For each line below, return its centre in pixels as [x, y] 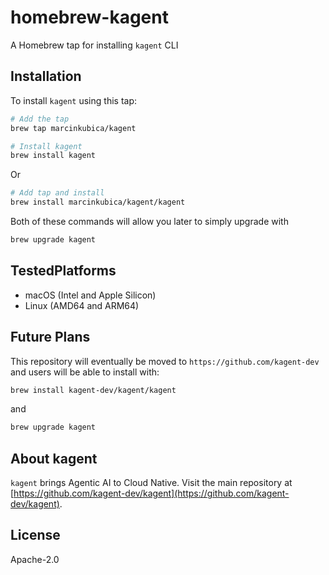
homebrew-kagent [89, 17]
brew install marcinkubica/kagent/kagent [98, 202]
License [35, 535]
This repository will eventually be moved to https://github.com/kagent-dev [165, 361]
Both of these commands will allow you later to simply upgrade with [149, 221]
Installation [46, 76]
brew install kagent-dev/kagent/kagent [93, 390]
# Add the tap [40, 119]
